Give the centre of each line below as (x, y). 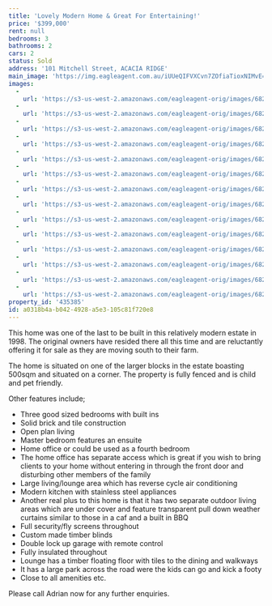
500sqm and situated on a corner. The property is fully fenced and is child (132, 374)
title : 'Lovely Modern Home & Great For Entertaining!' (104, 16)
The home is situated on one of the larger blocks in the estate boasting (126, 365)
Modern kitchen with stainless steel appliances (98, 492)
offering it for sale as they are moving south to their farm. (104, 350)
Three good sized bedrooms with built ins (89, 414)
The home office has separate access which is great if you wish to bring (140, 457)
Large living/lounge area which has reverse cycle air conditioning (129, 483)
